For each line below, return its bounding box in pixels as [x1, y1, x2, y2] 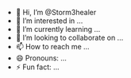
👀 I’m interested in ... [15, 16, 83, 25]
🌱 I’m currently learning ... [15, 25, 101, 33]
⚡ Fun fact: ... [15, 62, 60, 72]
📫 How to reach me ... [15, 42, 90, 51]
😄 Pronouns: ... [15, 53, 67, 63]
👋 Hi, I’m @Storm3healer [15, 8, 97, 17]
